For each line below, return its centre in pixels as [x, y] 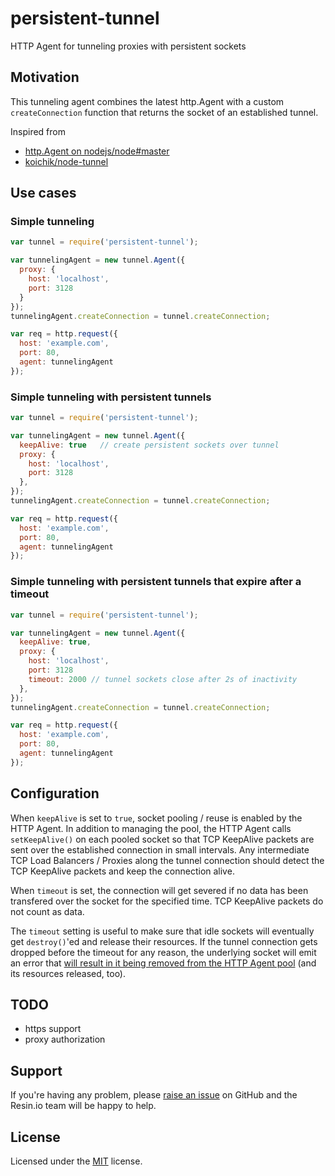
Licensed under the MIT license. [76, 1161]
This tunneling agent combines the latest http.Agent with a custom [147, 101]
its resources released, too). [68, 973]
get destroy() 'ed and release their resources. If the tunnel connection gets [164, 941]
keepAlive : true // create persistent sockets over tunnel [149, 445]
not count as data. [47, 911]
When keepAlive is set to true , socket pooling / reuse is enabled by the [156, 818]
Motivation [45, 77]
